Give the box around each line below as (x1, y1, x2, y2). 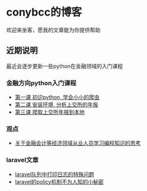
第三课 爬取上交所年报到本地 (14, 109, 85, 116)
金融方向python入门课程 (6, 79, 76, 87)
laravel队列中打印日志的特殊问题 (14, 171, 94, 178)
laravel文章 (6, 156, 39, 164)
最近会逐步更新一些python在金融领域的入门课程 (6, 62, 123, 69)
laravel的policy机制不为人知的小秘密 (14, 178, 104, 185)
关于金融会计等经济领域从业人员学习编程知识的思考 (14, 140, 141, 147)
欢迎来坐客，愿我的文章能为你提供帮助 (6, 26, 100, 33)
